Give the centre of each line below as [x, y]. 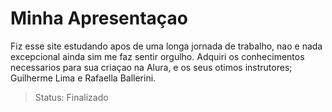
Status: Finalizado [71, 97]
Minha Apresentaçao [99, 18]
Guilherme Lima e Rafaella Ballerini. [83, 78]
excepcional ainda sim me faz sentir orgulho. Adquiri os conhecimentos [157, 56]
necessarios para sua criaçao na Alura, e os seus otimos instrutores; [151, 67]
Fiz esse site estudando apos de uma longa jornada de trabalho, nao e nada [166, 46]
